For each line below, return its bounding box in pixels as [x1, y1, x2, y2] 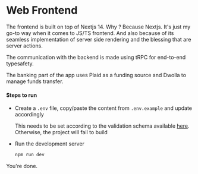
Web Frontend [6, 4, 78, 17]
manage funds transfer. [6, 78, 64, 85]
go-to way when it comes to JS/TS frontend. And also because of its [6, 29, 174, 36]
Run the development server [14, 140, 85, 147]
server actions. [6, 42, 43, 49]
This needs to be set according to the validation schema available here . [14, 122, 190, 129]
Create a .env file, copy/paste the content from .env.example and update [14, 105, 192, 112]
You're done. [6, 163, 37, 170]
